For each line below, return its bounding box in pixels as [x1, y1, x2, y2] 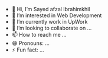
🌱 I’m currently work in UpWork [11, 18, 88, 25]
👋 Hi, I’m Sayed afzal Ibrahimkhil [11, 6, 90, 12]
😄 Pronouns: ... [11, 40, 50, 47]
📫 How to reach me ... [11, 31, 67, 38]
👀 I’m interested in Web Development [11, 12, 102, 19]
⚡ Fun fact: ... [11, 46, 44, 53]
